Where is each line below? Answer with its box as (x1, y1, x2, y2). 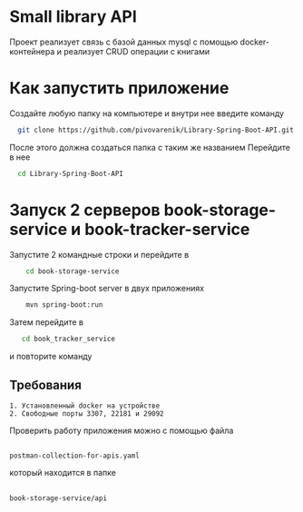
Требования (9, 377, 82, 392)
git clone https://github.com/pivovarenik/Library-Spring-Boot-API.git (17, 125, 295, 134)
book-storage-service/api (9, 493, 107, 503)
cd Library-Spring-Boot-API (17, 169, 124, 178)
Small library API (9, 6, 138, 27)
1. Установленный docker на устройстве (9, 401, 161, 410)
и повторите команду (9, 351, 93, 362)
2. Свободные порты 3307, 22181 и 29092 (9, 409, 165, 418)
